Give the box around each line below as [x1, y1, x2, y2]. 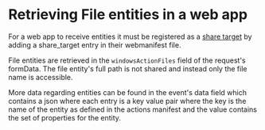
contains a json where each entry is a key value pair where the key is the [8, 96, 247, 105]
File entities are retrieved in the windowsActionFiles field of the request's [8, 55, 246, 65]
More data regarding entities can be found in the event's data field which [8, 87, 247, 97]
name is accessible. [8, 72, 73, 82]
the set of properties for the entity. [8, 113, 122, 122]
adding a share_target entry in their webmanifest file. [8, 40, 181, 49]
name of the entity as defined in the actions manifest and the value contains [8, 105, 257, 114]
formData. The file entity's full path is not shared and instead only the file [8, 63, 247, 73]
